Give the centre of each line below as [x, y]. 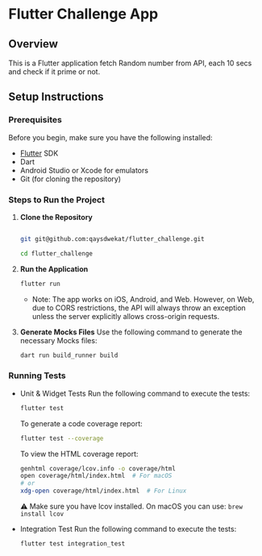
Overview [33, 44]
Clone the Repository [56, 217]
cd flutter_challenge [56, 253]
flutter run [40, 284]
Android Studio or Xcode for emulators [84, 170]
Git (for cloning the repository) [71, 179]
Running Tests [37, 376]
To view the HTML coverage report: [79, 454]
